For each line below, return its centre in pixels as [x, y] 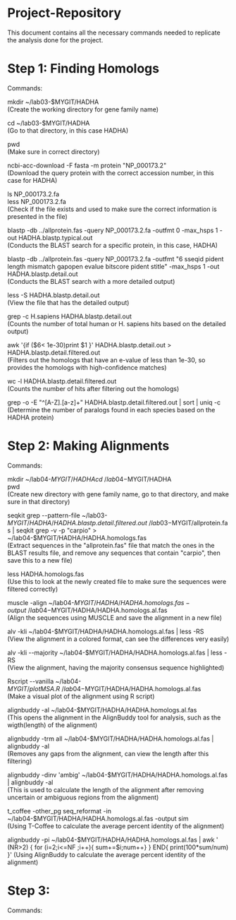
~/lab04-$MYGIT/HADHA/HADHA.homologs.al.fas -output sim [98, 818]
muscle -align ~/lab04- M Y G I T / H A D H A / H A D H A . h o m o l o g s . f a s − [99, 602]
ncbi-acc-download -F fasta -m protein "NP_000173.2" [87, 165]
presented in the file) [38, 216]
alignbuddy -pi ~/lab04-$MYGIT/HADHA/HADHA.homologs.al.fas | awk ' [113, 840]
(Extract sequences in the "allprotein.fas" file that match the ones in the [111, 545]
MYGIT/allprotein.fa [200, 522]
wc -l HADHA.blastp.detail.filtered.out [62, 381]
